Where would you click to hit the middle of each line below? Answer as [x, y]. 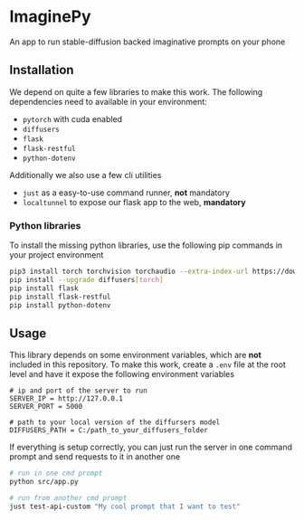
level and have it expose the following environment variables [122, 374]
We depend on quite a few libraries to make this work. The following [136, 91]
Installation [42, 70]
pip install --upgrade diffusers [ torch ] [87, 279]
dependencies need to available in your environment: [109, 101]
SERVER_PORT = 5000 [46, 407]
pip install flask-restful [60, 297]
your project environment [57, 255]
